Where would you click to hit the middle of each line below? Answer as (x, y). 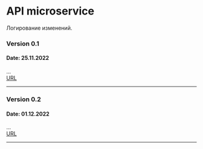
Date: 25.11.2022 (28, 58)
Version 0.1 (23, 44)
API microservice (50, 11)
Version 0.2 (24, 99)
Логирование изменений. (39, 28)
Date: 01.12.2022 (28, 114)
